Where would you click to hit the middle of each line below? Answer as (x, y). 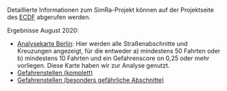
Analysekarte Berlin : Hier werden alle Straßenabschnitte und (102, 43)
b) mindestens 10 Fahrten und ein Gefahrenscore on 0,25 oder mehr (113, 58)
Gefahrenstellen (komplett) (55, 73)
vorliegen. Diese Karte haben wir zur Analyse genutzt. (93, 65)
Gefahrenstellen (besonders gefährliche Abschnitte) (91, 80)
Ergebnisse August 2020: (43, 30)
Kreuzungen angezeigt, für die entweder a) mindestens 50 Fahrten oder (119, 51)
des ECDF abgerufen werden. (49, 17)
